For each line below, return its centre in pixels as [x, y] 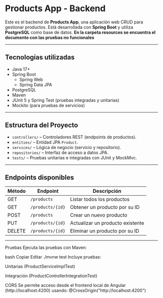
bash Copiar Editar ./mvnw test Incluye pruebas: [53, 257]
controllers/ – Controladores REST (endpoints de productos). [74, 137]
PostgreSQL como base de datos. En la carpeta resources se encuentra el [80, 32]
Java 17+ [21, 69]
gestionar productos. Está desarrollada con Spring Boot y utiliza [69, 27]
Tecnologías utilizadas [40, 57]
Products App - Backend [55, 9]
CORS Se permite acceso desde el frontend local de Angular [65, 285]
